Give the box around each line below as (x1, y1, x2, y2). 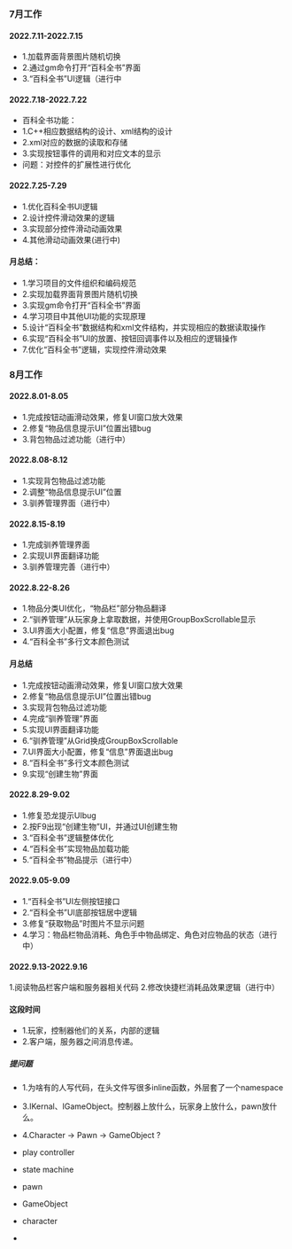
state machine (21, 1164, 74, 1175)
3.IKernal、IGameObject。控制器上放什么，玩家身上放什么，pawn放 (21, 1101, 270, 1112)
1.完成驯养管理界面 (21, 539, 90, 550)
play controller (21, 1147, 75, 1158)
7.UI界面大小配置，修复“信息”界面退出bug (21, 746, 173, 757)
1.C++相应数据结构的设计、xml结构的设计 (21, 126, 173, 137)
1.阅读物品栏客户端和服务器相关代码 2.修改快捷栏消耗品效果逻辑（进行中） (9, 982, 280, 993)
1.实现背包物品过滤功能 (21, 476, 106, 487)
